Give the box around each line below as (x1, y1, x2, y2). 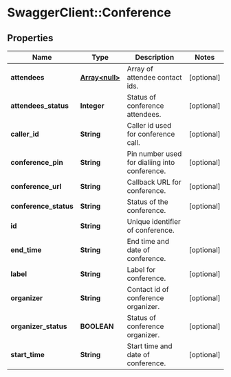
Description (135, 53, 175, 62)
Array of (126, 64, 153, 73)
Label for (126, 265, 156, 274)
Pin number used (126, 149, 182, 159)
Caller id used (126, 121, 172, 130)
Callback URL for (126, 177, 181, 187)
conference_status (10, 201, 74, 211)
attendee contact (126, 73, 182, 82)
